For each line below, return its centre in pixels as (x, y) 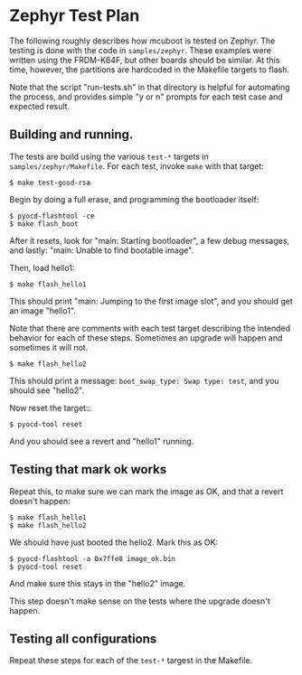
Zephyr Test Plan (75, 16)
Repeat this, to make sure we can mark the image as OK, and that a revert (146, 491)
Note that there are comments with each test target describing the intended (150, 328)
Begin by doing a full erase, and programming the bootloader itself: (134, 199)
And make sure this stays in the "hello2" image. (98, 583)
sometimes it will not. (49, 347)
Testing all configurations (83, 638)
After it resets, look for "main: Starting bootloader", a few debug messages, (150, 240)
